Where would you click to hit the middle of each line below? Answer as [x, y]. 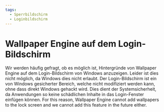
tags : [11, 10]
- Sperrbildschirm [29, 14]
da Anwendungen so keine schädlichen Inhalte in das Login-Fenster [75, 95]
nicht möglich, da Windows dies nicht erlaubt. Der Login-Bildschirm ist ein [81, 79]
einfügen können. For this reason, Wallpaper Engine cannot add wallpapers [82, 100]
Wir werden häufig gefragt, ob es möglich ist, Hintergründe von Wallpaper [81, 68]
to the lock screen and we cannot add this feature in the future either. [76, 105]
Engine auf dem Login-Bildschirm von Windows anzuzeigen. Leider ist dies [82, 73]
